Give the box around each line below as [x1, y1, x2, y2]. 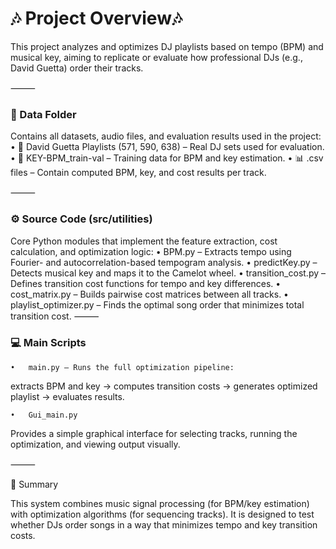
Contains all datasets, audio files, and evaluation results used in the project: [10, 130, 322, 142]
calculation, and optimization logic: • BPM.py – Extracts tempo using [10, 245, 292, 257]
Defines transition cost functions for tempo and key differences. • [10, 277, 282, 289]
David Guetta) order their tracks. [10, 62, 144, 74]
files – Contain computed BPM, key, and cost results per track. [10, 167, 267, 179]
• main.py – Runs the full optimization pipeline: [10, 362, 235, 372]
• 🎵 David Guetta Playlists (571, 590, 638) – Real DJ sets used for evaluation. [10, 141, 325, 153]
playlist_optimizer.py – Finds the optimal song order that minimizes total [10, 298, 305, 311]
